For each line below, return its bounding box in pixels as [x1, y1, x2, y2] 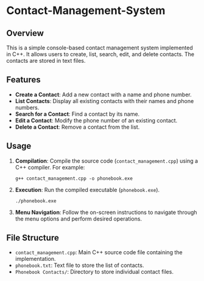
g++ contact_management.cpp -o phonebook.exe [15, 175, 133, 182]
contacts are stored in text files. [6, 57, 86, 64]
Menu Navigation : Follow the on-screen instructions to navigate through [15, 208, 197, 216]
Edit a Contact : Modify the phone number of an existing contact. [15, 116, 178, 124]
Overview [6, 28, 44, 38]
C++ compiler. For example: [15, 163, 85, 171]
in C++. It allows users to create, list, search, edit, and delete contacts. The [6, 51, 195, 58]
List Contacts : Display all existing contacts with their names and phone [15, 97, 194, 104]
